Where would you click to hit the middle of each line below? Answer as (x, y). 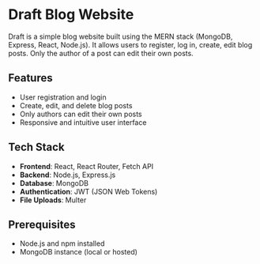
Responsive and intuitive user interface (83, 122)
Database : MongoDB (54, 183)
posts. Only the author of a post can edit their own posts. (101, 53)
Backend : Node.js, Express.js (68, 175)
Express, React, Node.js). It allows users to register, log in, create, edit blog (130, 44)
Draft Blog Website (71, 15)
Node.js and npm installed (62, 243)
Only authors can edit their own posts (81, 114)
